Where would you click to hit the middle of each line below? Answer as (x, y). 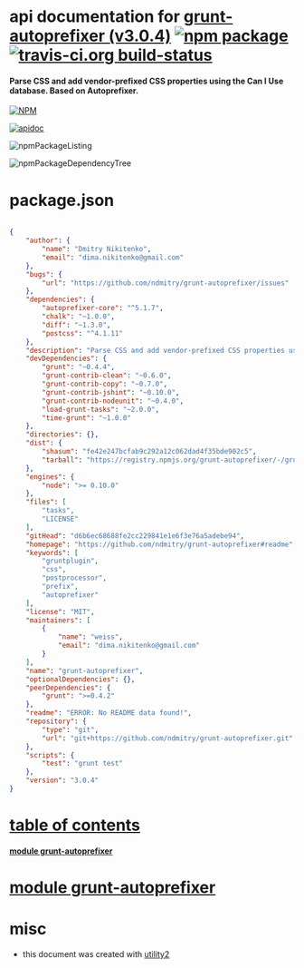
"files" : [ (46, 502)
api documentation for (95, 17)
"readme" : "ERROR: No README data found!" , (109, 713)
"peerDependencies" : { (68, 688)
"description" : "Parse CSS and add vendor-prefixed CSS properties (155, 350)
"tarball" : (62, 460)
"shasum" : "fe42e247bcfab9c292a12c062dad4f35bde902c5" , (149, 452)
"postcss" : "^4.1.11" (83, 333)
